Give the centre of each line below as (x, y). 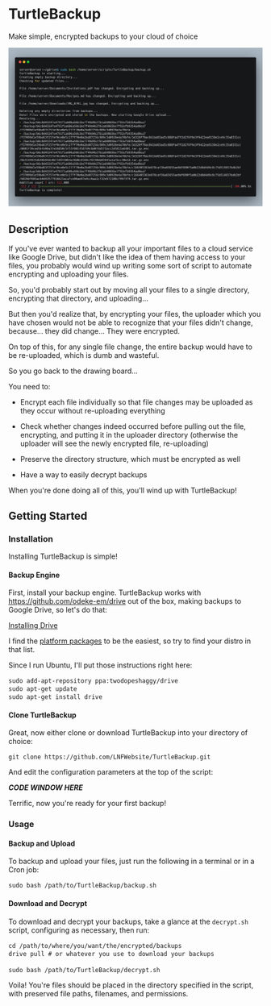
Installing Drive (33, 626)
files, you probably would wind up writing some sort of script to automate (130, 266)
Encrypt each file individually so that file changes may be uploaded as (136, 402)
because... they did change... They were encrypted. (94, 331)
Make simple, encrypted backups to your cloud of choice (103, 36)
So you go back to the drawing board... (73, 371)
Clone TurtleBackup (42, 715)
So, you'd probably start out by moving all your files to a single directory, (129, 290)
